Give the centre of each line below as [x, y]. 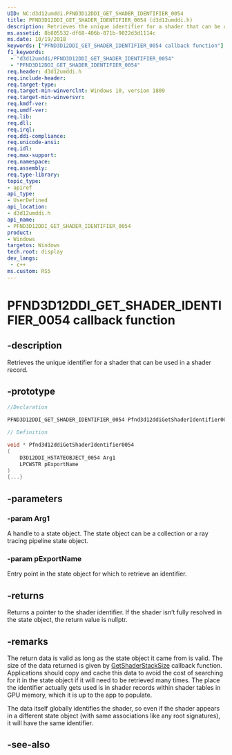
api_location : [28, 207]
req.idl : [20, 149]
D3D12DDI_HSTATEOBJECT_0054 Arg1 [68, 458]
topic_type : [24, 181]
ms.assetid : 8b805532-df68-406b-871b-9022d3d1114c [81, 33]
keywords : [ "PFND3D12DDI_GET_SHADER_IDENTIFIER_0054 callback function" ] [116, 46]
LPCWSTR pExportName [49, 464]
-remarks [28, 641]
